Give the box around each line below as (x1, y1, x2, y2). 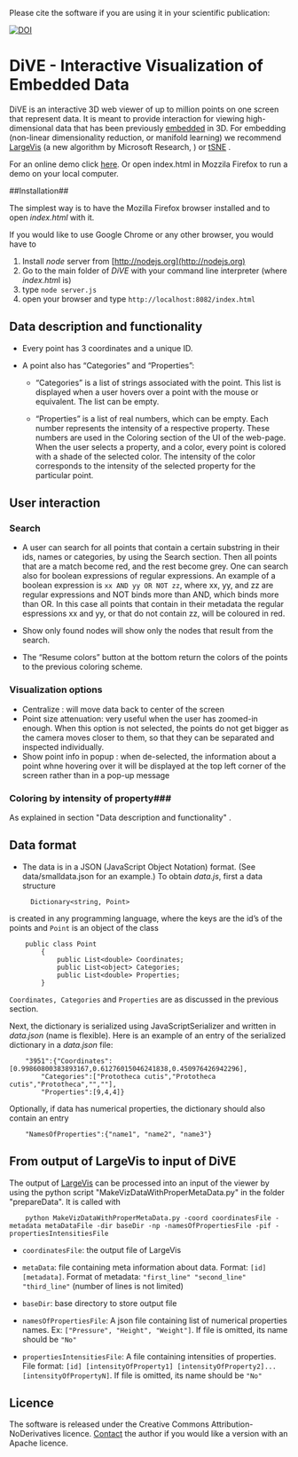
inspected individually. (21, 741, 105, 752)
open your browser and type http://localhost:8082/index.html (21, 293, 255, 304)
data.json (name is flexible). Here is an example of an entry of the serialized (9, 1029, 286, 1041)
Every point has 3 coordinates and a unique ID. (21, 343, 193, 353)
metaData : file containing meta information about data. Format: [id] (21, 1262, 267, 1272)
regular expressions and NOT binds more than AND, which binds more (21, 589, 279, 600)
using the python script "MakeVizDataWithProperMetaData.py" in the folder (9, 1186, 286, 1197)
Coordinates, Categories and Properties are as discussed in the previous (9, 994, 279, 1004)
